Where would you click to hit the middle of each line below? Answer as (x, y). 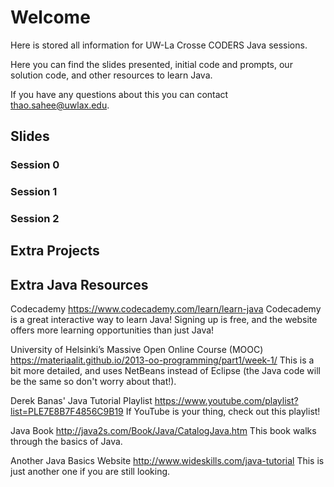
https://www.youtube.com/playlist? (226, 401)
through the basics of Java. (66, 442)
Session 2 (35, 219)
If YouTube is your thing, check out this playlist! (223, 412)
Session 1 (34, 192)
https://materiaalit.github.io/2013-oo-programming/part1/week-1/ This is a (162, 360)
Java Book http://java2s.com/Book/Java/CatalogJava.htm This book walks (163, 431)
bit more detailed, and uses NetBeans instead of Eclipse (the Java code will (165, 371)
